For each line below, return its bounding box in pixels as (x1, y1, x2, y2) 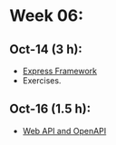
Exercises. (22, 75, 62, 86)
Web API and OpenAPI (22, 125, 107, 136)
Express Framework (22, 65, 98, 76)
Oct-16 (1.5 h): (9, 101, 92, 117)
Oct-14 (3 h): (9, 42, 83, 57)
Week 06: (9, 5, 84, 26)
